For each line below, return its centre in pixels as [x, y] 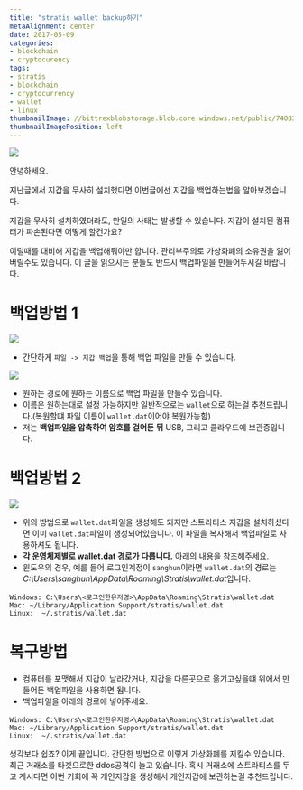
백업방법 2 [46, 479]
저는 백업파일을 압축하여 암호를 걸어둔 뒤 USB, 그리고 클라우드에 [134, 427]
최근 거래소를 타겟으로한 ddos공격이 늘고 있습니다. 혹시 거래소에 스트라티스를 [145, 765]
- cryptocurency [40, 60]
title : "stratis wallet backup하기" [76, 18]
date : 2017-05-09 [42, 34]
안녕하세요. [29, 171]
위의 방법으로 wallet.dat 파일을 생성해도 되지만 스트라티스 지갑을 [137, 522]
